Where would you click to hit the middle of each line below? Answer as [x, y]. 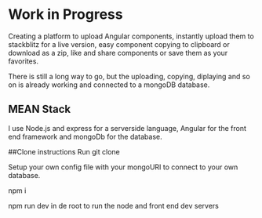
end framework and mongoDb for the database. [85, 136]
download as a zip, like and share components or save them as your [118, 53]
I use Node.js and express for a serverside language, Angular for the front [127, 128]
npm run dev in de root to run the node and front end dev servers [114, 205]
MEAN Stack [40, 109]
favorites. [24, 61]
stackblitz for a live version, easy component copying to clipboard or [119, 44]
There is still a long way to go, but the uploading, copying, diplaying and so [129, 76]
